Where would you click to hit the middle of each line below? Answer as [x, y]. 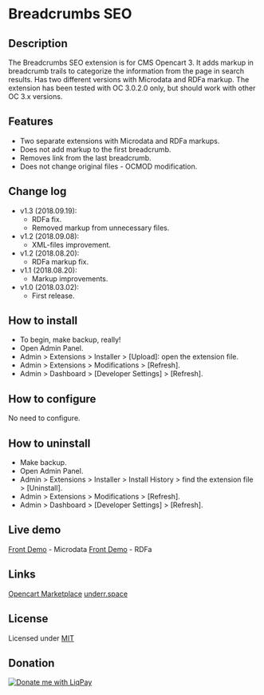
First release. [53, 296]
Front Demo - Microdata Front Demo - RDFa [80, 549]
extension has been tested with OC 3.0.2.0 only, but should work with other [132, 88]
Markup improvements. [70, 278]
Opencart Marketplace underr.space [68, 594]
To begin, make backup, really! [70, 340]
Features [31, 122]
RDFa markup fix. [60, 261]
